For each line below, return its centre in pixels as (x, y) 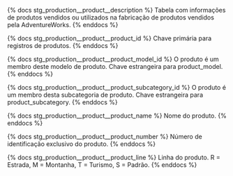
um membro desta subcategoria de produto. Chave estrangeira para (105, 95)
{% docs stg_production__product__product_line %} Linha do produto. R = (114, 157)
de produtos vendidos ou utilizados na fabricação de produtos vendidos (111, 17)
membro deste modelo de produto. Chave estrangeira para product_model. (115, 66)
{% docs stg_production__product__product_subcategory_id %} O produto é (117, 87)
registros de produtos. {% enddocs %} (63, 46)
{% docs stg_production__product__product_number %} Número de (105, 136)
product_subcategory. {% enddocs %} (63, 102)
